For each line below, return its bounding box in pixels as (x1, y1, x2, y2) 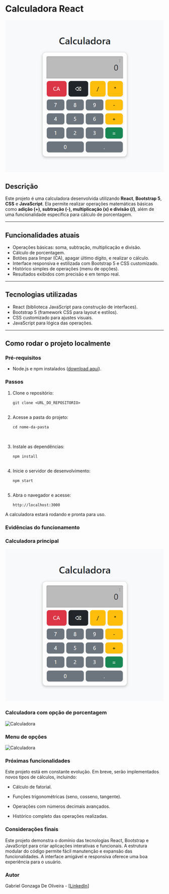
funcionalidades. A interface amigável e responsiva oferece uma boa (5, 853, 148, 859)
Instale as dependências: (12, 443, 64, 450)
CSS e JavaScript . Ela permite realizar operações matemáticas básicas (5, 201, 153, 207)
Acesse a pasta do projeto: (12, 414, 69, 420)
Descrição (5, 182, 38, 191)
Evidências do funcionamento (5, 524, 80, 531)
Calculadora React (5, 3, 84, 15)
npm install (12, 454, 38, 459)
